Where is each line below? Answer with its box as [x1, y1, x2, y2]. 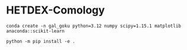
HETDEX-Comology [6, 4, 105, 17]
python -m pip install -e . [6, 38, 76, 44]
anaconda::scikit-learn [6, 28, 65, 34]
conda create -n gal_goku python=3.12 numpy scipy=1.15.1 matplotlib [6, 23, 182, 29]
